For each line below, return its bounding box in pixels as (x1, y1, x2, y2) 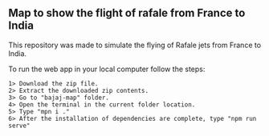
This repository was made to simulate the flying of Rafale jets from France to (8, 40, 262, 50)
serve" (8, 122, 31, 130)
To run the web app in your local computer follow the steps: (8, 64, 206, 74)
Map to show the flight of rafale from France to (8, 6, 246, 20)
